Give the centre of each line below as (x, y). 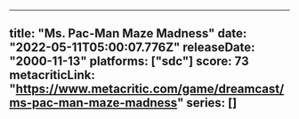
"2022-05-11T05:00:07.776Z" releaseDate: (132, 48)
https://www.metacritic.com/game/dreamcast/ (150, 89)
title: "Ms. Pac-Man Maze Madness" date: (128, 33)
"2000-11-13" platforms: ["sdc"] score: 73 (129, 62)
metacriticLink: (52, 75)
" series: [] (207, 103)
